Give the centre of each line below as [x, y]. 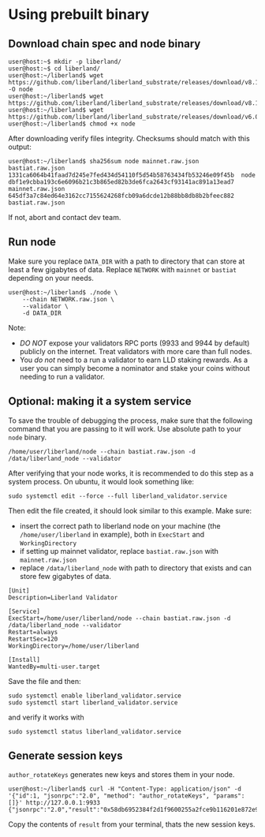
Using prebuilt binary [79, 15]
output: [20, 147]
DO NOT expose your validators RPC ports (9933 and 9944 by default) [134, 343]
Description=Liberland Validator [63, 597]
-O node [21, 89]
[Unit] [19, 590]
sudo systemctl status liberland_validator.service [95, 731]
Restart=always [33, 632]
